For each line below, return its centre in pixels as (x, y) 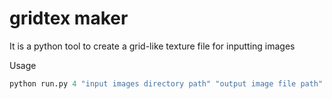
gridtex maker (69, 18)
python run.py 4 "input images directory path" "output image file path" (166, 83)
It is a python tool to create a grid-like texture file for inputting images (152, 46)
